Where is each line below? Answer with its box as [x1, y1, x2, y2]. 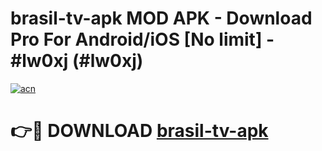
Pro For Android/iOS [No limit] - [10, 28, 275, 51]
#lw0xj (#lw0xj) [10, 50, 144, 72]
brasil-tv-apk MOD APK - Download [10, 7, 313, 30]
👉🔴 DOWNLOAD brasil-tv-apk [10, 120, 269, 142]
